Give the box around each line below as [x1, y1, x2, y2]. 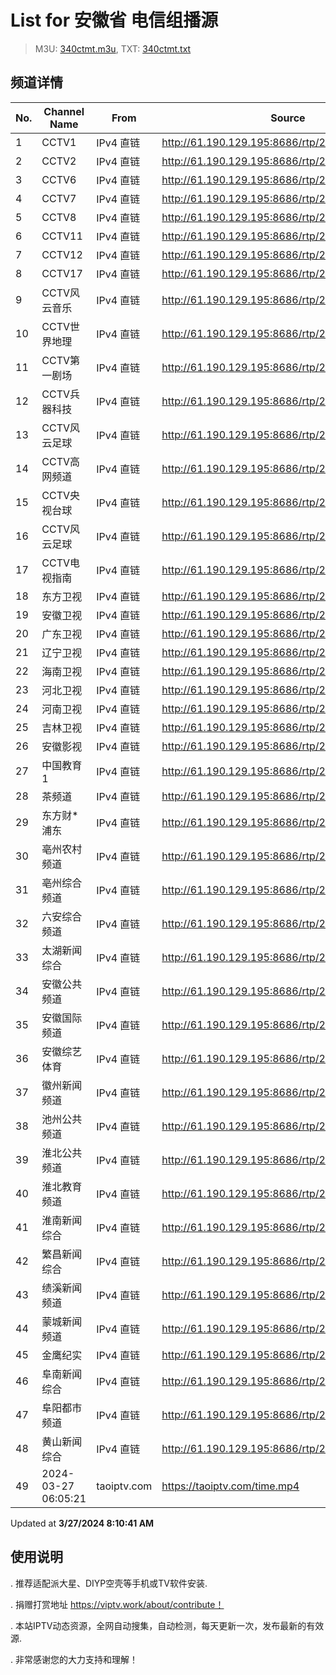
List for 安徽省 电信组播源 [10, 9, 219, 32]
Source [270, 111, 306, 125]
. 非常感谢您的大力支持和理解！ [10, 1653, 138, 1665]
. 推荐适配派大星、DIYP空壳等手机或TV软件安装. [10, 1577, 208, 1589]
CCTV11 [41, 229, 83, 243]
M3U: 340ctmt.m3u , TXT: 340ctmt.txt [34, 42, 192, 55]
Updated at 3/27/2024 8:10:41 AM [10, 1517, 155, 1529]
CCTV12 [41, 247, 83, 261]
